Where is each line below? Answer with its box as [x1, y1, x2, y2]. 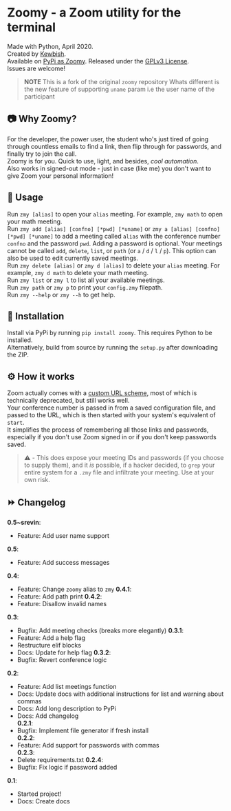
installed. [7, 336, 33, 344]
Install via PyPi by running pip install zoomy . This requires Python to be [7, 329, 212, 337]
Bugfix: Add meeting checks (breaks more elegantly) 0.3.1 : [16, 626, 184, 634]
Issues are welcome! [7, 64, 65, 72]
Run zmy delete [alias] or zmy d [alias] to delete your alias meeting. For [7, 261, 220, 270]
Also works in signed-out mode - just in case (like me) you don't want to [7, 164, 212, 172]
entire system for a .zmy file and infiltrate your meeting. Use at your [23, 468, 214, 477]
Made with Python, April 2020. [7, 42, 94, 50]
